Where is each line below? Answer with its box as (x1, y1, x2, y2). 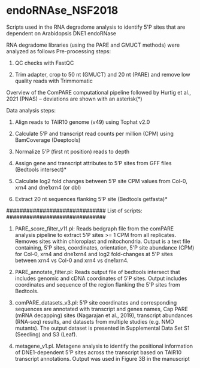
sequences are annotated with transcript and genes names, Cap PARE (14, 305, 189, 312)
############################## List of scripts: (6, 207, 143, 214)
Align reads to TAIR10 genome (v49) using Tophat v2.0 (14, 118, 150, 126)
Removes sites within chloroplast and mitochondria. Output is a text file (14, 238, 190, 245)
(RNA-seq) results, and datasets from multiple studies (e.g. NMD (14, 318, 175, 325)
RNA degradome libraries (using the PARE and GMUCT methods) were (6, 41, 180, 48)
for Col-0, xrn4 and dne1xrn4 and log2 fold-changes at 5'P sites (14, 250, 173, 257)
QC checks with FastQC (14, 59, 74, 66)
